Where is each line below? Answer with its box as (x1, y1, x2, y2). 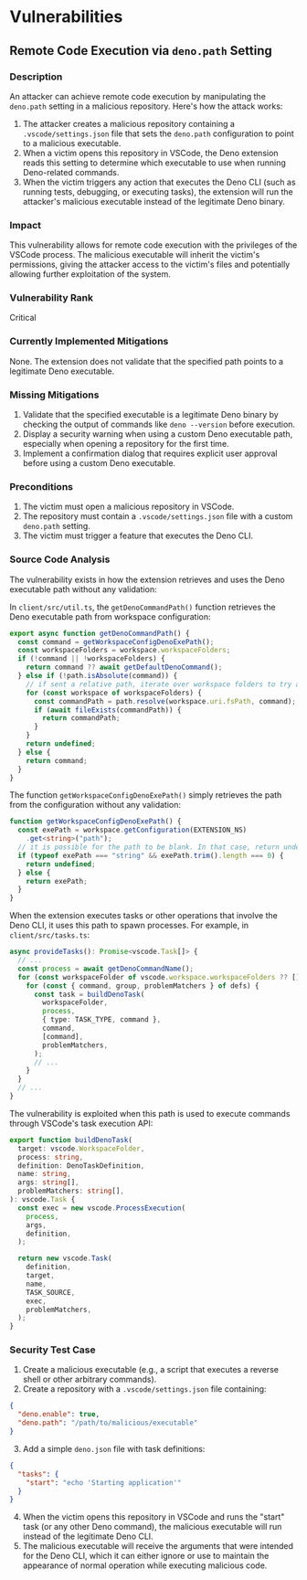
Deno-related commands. (22, 166, 120, 177)
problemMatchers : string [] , (17, 1186, 125, 1196)
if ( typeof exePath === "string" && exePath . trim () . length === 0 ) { (17, 851, 284, 860)
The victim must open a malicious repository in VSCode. (22, 501, 235, 513)
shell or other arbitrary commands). (22, 1373, 157, 1385)
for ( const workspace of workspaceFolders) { (26, 688, 203, 697)
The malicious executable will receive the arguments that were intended (22, 1541, 294, 1552)
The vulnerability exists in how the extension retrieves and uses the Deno (9, 574, 285, 585)
